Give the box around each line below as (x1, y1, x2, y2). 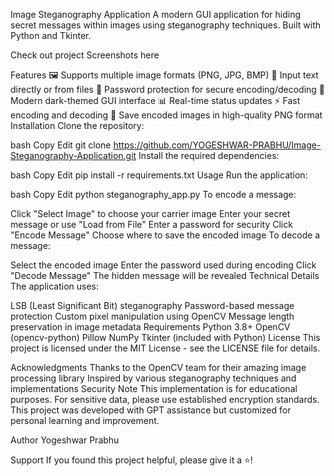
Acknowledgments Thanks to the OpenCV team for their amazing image (10, 362, 307, 373)
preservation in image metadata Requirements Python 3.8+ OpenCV (10, 321, 291, 333)
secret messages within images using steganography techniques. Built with (10, 19, 322, 31)
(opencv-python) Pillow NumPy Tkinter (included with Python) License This (10, 332, 321, 343)
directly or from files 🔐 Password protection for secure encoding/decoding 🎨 (10, 84, 326, 95)
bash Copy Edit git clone (10, 139, 112, 151)
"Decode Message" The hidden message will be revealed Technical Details (10, 270, 320, 281)
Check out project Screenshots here (10, 49, 160, 61)
